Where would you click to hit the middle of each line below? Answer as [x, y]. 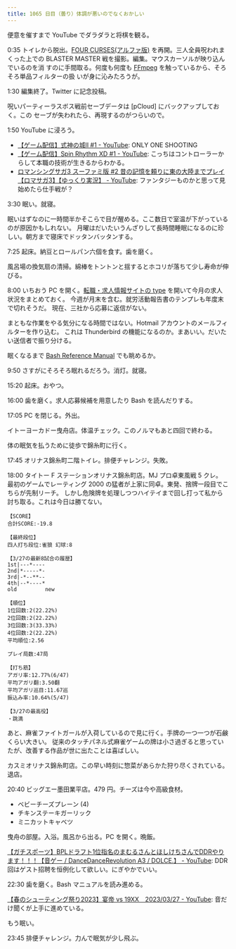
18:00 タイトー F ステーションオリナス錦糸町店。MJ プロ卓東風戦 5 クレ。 [115, 475]
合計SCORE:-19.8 [30, 523]
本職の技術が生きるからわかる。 [82, 162]
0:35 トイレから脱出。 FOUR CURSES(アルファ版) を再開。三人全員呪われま [116, 49]
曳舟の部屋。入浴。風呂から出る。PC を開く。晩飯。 [83, 836]
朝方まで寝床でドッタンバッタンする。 [81, 236]
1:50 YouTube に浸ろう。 [43, 130]
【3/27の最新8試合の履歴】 [41, 558]
